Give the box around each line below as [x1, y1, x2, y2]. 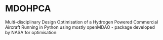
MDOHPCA [5, 3, 51, 14]
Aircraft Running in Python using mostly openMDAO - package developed [5, 24, 155, 30]
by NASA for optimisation [5, 29, 57, 35]
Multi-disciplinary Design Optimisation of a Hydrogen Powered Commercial [5, 19, 158, 25]
